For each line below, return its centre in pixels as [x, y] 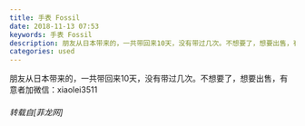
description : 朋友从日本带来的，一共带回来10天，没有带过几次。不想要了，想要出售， [151, 43]
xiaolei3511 [77, 90]
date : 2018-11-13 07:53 [54, 26]
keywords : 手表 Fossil [51, 34]
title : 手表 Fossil [45, 18]
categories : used [42, 52]
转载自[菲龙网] [36, 112]
